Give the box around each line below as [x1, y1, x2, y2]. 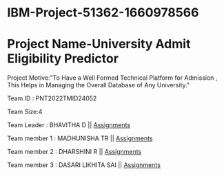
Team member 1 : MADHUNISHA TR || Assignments [7, 134, 153, 142]
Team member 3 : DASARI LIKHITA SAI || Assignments [7, 161, 161, 169]
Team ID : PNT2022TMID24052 [7, 94, 97, 102]
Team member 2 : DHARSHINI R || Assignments [7, 148, 142, 156]
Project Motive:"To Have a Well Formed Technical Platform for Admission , [7, 74, 218, 82]
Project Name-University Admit [7, 36, 191, 52]
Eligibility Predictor [7, 51, 119, 67]
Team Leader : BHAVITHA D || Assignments [7, 121, 131, 129]
